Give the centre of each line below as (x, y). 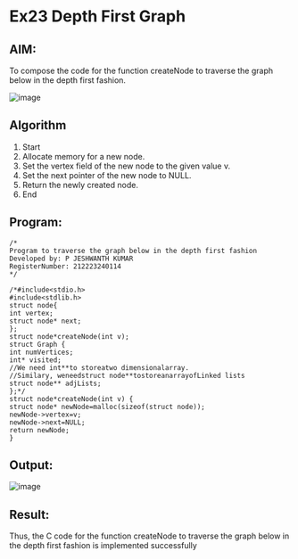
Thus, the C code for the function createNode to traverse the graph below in (149, 536)
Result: (29, 514)
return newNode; (39, 430)
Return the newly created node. (80, 185)
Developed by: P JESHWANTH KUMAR (71, 259)
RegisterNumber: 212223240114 (66, 266)
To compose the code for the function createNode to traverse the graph (141, 70)
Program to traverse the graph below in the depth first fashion (133, 251)
